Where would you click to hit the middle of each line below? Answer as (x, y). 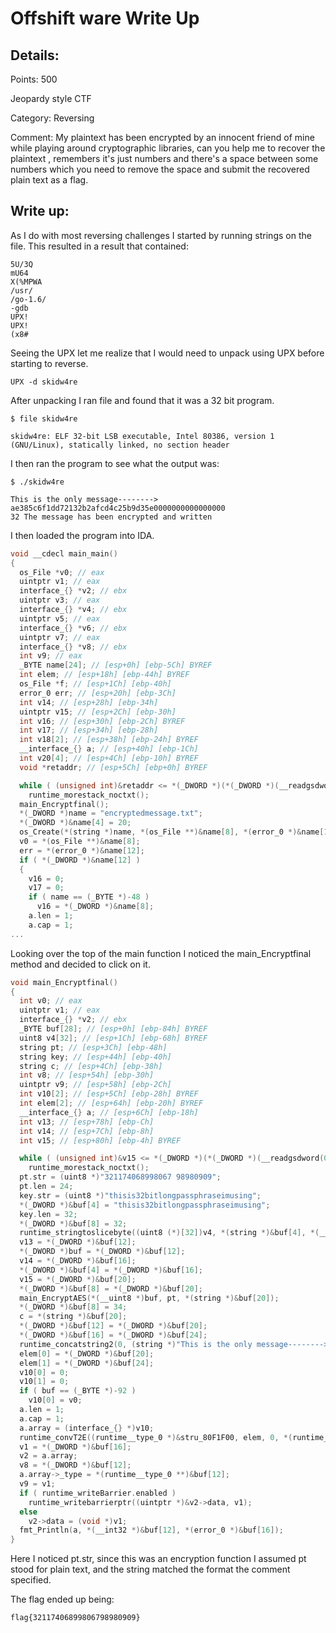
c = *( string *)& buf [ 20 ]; (73, 1317)
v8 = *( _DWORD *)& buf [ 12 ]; (75, 1465)
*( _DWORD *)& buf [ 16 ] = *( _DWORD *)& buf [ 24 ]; (113, 1335)
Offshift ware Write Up (105, 18)
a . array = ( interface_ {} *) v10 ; (87, 1428)
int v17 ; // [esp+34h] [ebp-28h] (89, 730)
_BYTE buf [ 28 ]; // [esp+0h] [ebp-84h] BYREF (113, 1029)
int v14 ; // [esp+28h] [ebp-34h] (89, 702)
